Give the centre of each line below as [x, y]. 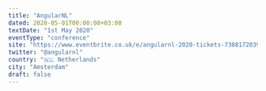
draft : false [30, 74]
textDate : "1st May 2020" [51, 30]
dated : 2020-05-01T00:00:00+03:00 [65, 23]
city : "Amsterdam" [38, 67]
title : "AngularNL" [40, 15]
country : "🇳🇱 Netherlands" [54, 60]
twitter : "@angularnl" [46, 52]
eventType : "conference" [49, 38]
